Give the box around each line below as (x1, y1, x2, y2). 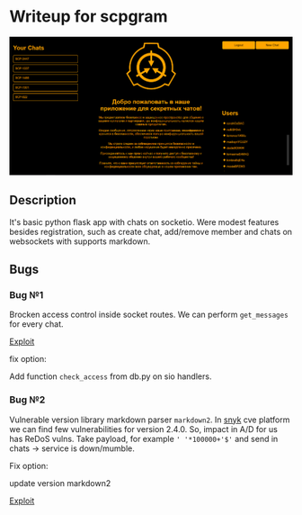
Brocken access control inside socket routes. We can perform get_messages (9, 309, 289, 321)
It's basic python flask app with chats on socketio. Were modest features (9, 216, 280, 227)
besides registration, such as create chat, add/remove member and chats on (9, 226, 293, 237)
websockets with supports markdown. (9, 236, 151, 247)
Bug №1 (9, 288, 44, 301)
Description (9, 193, 76, 208)
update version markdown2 (9, 477, 111, 488)
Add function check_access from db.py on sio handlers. (9, 371, 212, 382)
